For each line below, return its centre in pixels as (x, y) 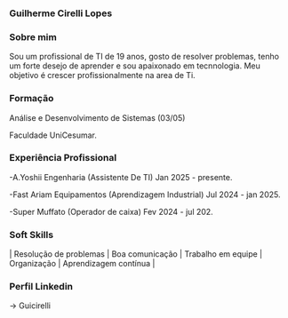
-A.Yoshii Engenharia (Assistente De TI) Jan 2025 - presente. (121, 177)
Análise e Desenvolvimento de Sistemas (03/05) (97, 117)
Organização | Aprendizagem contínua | (82, 264)
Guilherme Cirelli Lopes (61, 13)
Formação (32, 99)
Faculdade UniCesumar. (53, 135)
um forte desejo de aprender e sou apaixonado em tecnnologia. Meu (135, 66)
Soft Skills (32, 235)
